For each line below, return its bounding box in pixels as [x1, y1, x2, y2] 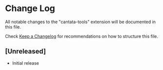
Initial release [12, 60, 39, 66]
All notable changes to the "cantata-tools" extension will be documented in [5, 19, 156, 25]
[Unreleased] [5, 47, 46, 56]
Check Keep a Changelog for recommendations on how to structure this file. [5, 33, 159, 39]
